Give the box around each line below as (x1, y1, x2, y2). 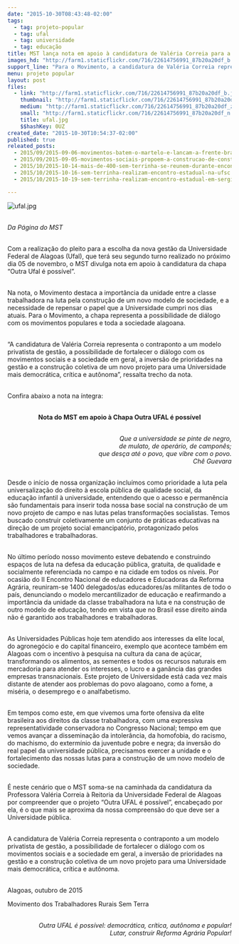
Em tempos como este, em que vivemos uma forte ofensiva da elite (7, 709, 205, 717)
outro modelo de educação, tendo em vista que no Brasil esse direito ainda (7, 605, 228, 614)
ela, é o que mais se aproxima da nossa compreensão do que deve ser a (7, 805, 220, 814)
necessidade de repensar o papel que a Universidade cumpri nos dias (7, 303, 213, 312)
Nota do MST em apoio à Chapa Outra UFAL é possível (38, 413, 201, 421)
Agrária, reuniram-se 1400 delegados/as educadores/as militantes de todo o (7, 583, 231, 591)
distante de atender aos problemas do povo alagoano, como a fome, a (7, 679, 213, 688)
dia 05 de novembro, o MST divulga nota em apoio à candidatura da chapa (7, 259, 227, 267)
